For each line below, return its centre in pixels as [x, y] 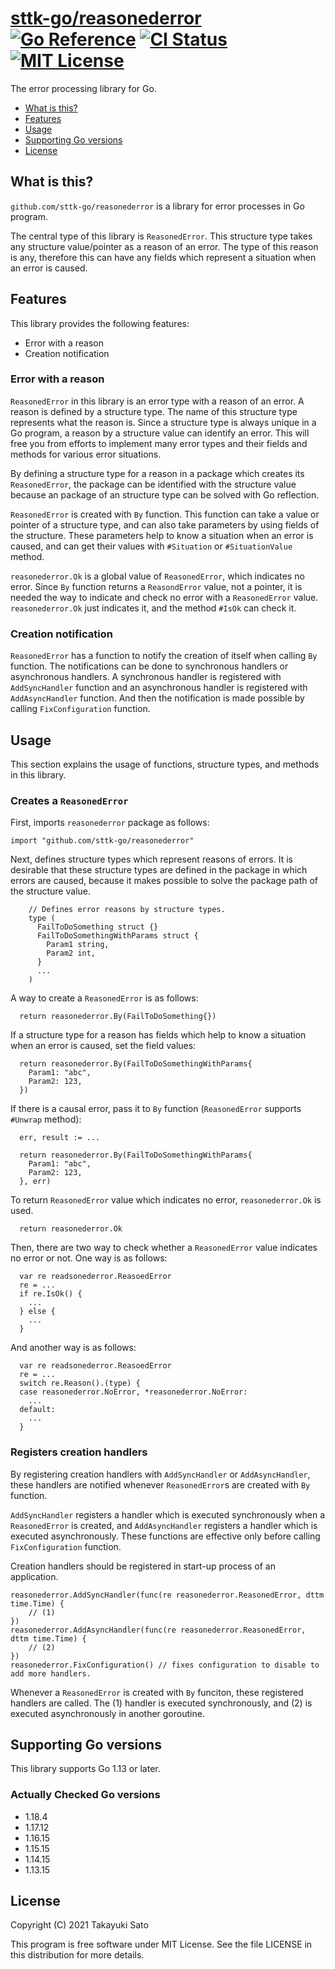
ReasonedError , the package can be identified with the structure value [153, 484]
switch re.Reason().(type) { [80, 1383]
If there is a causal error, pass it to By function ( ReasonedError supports [156, 1109]
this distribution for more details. [77, 1955]
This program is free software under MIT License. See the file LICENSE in [161, 1944]
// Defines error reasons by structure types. [127, 910]
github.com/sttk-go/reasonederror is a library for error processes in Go [157, 206]
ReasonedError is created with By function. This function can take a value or [165, 514]
